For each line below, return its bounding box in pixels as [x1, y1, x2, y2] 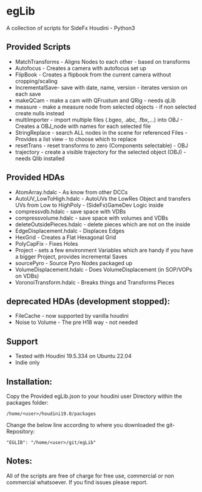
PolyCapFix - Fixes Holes [15, 240, 78, 247]
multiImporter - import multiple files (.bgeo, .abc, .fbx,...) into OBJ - [15, 116, 183, 123]
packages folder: [6, 399, 49, 406]
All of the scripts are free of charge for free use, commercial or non [6, 472, 175, 479]
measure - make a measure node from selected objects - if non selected [15, 103, 197, 110]
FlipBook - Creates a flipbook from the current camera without [15, 71, 172, 78]
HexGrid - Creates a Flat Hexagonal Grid [15, 234, 116, 241]
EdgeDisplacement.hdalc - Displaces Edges [15, 227, 125, 234]
